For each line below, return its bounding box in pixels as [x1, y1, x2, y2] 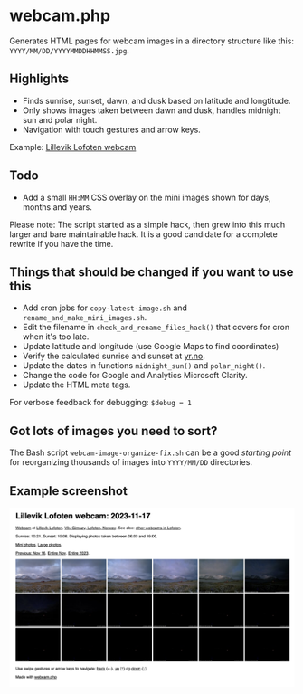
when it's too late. [22, 331, 90, 342]
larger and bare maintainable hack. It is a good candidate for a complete [9, 228, 278, 240]
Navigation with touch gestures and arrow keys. [22, 124, 201, 135]
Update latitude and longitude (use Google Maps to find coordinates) [22, 341, 279, 352]
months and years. [22, 201, 93, 213]
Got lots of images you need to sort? [9, 423, 218, 439]
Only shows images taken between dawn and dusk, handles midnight [22, 105, 281, 116]
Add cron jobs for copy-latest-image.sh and [22, 302, 188, 313]
